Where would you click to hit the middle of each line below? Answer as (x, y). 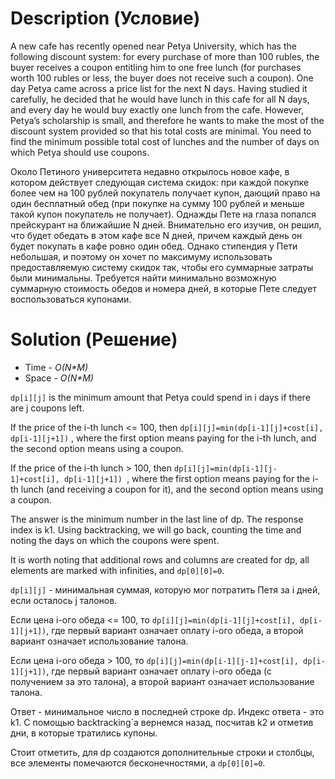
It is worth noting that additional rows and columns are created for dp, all (160, 559)
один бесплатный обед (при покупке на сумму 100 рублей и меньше (157, 203)
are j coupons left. (47, 408)
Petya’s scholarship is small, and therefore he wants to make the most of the (167, 120)
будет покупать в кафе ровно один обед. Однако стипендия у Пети (154, 246)
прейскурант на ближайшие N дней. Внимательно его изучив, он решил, (166, 224)
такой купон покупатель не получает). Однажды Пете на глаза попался (163, 214)
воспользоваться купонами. (71, 299)
